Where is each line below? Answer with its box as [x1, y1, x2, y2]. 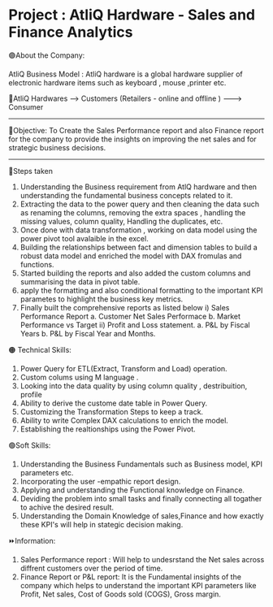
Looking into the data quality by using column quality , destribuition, [19, 380, 248, 391]
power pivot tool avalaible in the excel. [19, 233, 149, 243]
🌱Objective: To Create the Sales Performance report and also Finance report [8, 125, 264, 135]
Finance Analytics [8, 23, 133, 41]
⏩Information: [8, 535, 56, 545]
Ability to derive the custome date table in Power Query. [19, 398, 208, 408]
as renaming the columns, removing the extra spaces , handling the [19, 207, 246, 217]
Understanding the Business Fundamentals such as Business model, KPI [19, 459, 262, 469]
